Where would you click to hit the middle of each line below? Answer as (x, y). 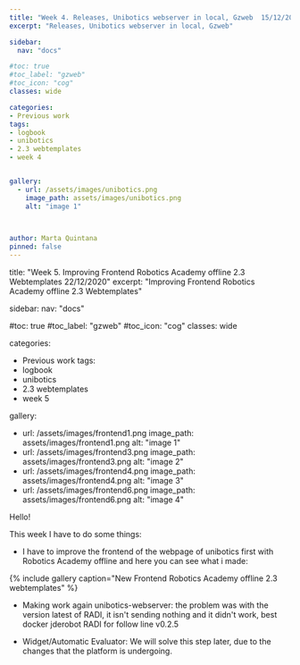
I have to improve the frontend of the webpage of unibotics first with (148, 551)
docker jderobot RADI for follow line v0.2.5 (100, 624)
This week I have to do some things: (75, 534)
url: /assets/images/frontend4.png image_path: (109, 471)
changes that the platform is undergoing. (97, 651)
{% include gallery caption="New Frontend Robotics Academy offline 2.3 (144, 578)
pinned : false (36, 247)
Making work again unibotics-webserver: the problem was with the (146, 605)
